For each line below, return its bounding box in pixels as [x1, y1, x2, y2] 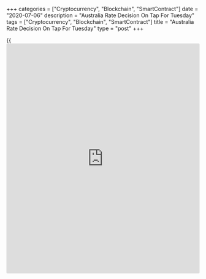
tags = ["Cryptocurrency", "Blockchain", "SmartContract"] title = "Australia [6, 18, 194, 25]
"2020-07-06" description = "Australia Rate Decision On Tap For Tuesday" [6, 12, 195, 19]
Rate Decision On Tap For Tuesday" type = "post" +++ [6, 25, 144, 32]
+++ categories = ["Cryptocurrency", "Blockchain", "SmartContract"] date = [6, 6, 199, 12]
